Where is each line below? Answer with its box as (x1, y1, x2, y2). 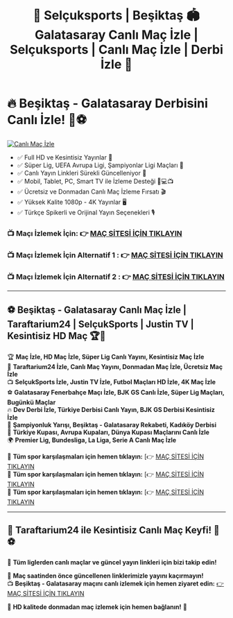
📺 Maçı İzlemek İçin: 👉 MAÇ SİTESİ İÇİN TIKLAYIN (7, 228, 182, 238)
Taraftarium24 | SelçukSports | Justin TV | (7, 318, 194, 330)
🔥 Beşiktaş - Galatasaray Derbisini (7, 96, 208, 112)
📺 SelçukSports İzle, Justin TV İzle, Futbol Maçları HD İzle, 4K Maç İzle (7, 377, 216, 386)
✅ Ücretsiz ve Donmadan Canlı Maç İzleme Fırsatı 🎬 (17, 187, 166, 196)
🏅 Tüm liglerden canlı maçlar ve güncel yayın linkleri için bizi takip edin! (7, 558, 217, 566)
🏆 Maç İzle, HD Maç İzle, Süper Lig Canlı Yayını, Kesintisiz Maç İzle (7, 352, 205, 361)
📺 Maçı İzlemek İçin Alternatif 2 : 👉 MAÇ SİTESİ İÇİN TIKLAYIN (7, 272, 225, 282)
